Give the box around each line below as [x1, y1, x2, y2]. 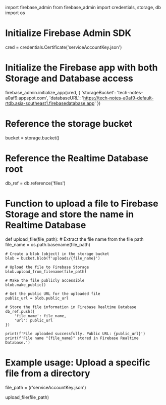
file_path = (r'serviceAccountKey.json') [5, 384, 87, 390]
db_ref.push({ [5, 309, 35, 314]
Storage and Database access [5, 73, 134, 84]
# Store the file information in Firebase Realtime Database [5, 304, 137, 310]
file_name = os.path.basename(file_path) [5, 241, 91, 247]
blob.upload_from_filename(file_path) [5, 269, 87, 274]
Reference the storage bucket [5, 118, 133, 130]
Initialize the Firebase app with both [5, 62, 158, 73]
